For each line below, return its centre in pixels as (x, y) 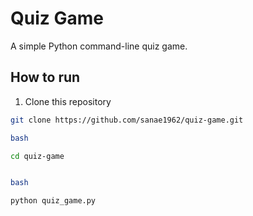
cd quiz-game (37, 156)
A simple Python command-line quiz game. (99, 46)
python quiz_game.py (53, 201)
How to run (45, 77)
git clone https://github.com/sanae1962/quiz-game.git (127, 120)
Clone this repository (68, 101)
